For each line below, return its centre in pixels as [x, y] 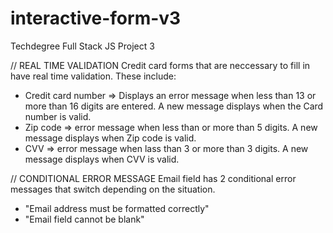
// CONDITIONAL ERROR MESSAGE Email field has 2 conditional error [153, 178]
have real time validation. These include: [93, 76]
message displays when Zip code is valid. [110, 138]
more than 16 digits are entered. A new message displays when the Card [174, 106]
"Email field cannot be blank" [84, 219]
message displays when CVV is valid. [102, 159]
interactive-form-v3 [96, 18]
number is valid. [58, 116]
